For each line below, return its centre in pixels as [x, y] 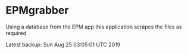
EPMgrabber [37, 10]
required [16, 33]
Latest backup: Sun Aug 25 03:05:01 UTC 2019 [63, 45]
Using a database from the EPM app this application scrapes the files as [94, 27]
